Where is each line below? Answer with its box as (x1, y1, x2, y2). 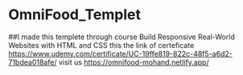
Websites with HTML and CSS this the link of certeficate (8, 40, 195, 49)
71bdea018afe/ (8, 57, 57, 67)
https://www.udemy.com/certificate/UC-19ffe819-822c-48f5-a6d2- (8, 49, 233, 58)
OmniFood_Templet (8, 6, 141, 24)
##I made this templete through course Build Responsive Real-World (8, 32, 235, 41)
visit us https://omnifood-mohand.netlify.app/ (58, 57, 209, 67)
